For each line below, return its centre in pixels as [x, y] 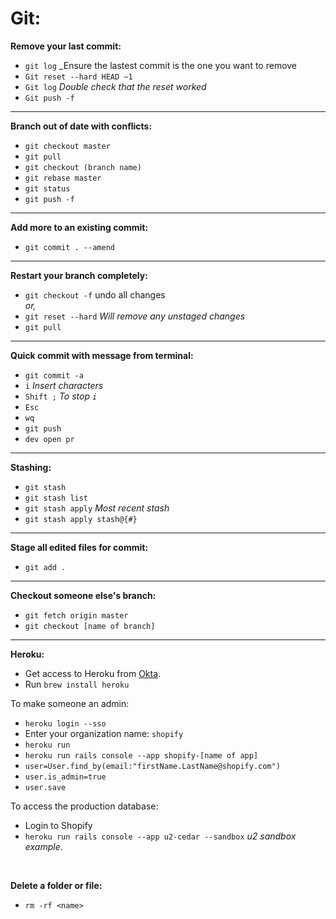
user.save [45, 787]
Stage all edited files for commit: [79, 547]
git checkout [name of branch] [90, 626]
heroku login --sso [65, 723]
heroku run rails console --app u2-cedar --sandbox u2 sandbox [160, 836]
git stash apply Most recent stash [97, 508]
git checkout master [67, 146]
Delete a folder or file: [56, 885]
